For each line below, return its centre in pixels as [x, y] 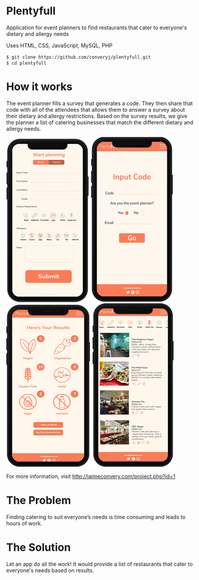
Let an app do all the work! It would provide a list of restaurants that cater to [99, 564]
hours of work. [24, 523]
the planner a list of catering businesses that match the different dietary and [100, 122]
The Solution [39, 547]
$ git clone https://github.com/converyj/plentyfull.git [79, 57]
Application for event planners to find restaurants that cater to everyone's [97, 27]
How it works [39, 87]
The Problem [39, 501]
